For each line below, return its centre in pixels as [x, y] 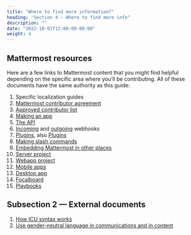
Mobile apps [31, 167]
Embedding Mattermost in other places [63, 148]
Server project [33, 154]
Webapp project [35, 160]
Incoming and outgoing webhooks [57, 129]
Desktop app [31, 173]
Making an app [34, 116]
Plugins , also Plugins [41, 135]
